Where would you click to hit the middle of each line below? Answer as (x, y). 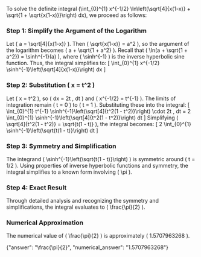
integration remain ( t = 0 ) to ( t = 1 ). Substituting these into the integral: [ (98, 104)
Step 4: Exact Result (37, 188)
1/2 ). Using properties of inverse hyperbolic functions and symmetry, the (97, 165)
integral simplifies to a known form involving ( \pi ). (69, 172)
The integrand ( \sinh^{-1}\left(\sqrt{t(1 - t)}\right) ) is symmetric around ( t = (101, 159)
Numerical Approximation (45, 223)
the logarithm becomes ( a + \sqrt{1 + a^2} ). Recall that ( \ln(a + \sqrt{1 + (97, 50)
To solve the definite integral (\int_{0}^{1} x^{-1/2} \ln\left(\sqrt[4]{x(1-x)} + (99, 9)
